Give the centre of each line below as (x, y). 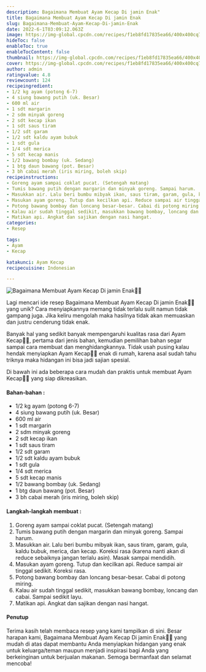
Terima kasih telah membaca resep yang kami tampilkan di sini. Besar (94, 631)
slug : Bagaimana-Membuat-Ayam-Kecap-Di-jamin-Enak (72, 23)
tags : (13, 240)
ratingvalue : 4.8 (29, 75)
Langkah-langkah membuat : (44, 511)
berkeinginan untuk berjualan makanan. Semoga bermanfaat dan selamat (99, 657)
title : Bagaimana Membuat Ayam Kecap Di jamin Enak (74, 18)
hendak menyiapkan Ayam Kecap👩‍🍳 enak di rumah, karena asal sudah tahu (101, 354)
